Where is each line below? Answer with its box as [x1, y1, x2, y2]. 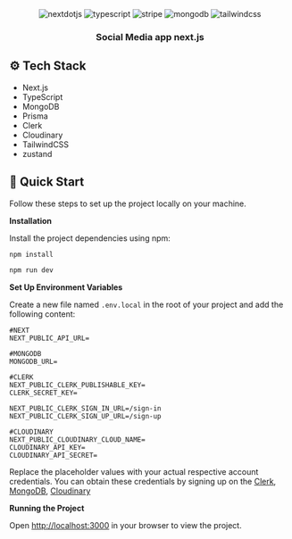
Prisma [21, 111, 49, 121]
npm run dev [9, 266, 54, 275]
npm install [9, 250, 54, 259]
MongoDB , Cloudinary [9, 485, 91, 496]
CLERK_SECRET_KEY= [9, 388, 78, 398]
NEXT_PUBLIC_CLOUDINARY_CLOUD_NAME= [9, 435, 146, 444]
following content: [9, 309, 76, 319]
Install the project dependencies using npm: [9, 232, 171, 244]
